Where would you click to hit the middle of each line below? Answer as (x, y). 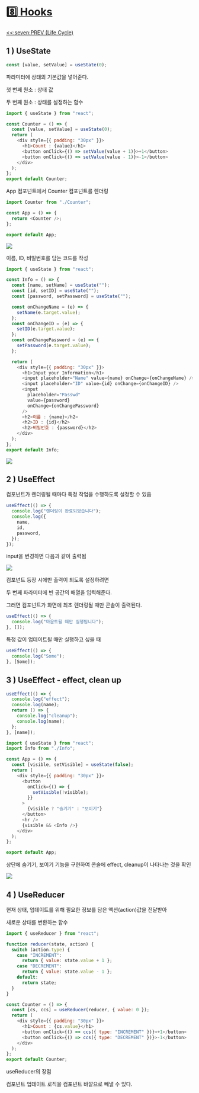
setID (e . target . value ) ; (46, 329)
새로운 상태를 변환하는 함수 (37, 922)
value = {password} (49, 400)
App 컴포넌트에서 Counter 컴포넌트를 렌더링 (57, 191)
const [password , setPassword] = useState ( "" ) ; (71, 296)
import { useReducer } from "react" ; (53, 933)
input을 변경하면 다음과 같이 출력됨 (46, 556)
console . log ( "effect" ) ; (41, 699)
